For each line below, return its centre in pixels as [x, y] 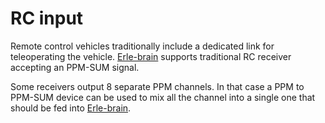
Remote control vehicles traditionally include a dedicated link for [142, 46]
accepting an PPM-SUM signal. [75, 67]
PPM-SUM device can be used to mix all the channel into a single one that [163, 97]
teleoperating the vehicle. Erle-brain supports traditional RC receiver [151, 56]
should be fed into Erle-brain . [71, 108]
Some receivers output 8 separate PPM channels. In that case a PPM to [157, 86]
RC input [47, 18]
